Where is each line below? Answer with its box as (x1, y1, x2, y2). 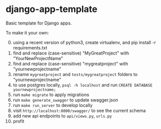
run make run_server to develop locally (13, 102, 93, 108)
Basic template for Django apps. (6, 20, 72, 26)
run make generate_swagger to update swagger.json (13, 96, 118, 103)
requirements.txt (13, 44, 48, 50)
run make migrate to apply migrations (13, 91, 89, 97)
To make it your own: (6, 29, 49, 35)
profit (13, 118, 25, 124)
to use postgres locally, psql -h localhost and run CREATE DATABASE (13, 81, 152, 88)
